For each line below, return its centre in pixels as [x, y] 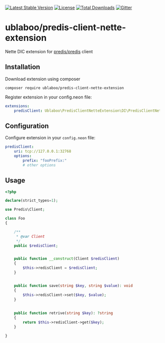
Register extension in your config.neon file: [49, 97]
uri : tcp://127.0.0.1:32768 [42, 152]
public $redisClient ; [36, 246]
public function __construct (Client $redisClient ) [67, 259]
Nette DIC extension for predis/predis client [49, 51]
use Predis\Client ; [25, 210]
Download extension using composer [43, 79]
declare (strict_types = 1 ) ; [31, 201]
